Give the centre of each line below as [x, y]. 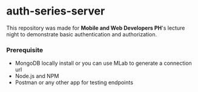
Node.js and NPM [37, 76]
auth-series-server [56, 11]
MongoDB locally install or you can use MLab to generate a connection [103, 63]
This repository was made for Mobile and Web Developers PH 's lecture [96, 28]
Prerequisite [25, 50]
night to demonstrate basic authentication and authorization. [82, 34]
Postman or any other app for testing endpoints [74, 82]
